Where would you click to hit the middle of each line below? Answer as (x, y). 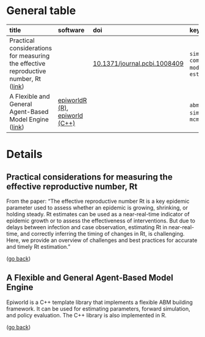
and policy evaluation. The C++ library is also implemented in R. (86, 315)
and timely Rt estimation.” (38, 246)
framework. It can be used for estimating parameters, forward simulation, (98, 309)
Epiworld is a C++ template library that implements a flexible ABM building (100, 302)
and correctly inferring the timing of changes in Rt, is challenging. (103, 233)
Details (24, 154)
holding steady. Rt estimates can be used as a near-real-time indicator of (98, 214)
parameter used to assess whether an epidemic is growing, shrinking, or (97, 207)
